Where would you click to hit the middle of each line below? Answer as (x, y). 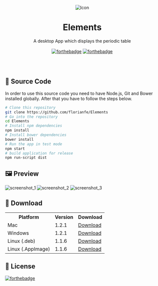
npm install (17, 130)
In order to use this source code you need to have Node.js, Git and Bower (79, 93)
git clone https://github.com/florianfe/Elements (57, 112)
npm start (15, 149)
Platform (29, 217)
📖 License (20, 267)
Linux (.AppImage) (29, 249)
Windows (18, 233)
